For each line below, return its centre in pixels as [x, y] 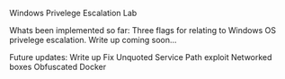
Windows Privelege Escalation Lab [73, 13]
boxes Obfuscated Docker [58, 67]
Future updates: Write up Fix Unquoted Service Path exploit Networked [141, 57]
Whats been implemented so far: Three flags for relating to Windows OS [143, 30]
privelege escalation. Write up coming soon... [93, 40]
